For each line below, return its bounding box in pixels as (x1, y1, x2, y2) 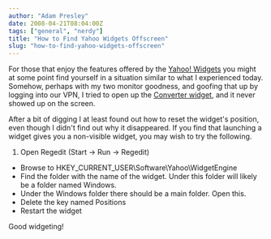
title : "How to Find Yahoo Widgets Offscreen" (8, 34, 169, 43)
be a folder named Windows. (19, 180, 117, 190)
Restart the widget (19, 206, 83, 216)
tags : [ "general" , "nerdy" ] (8, 27, 104, 35)
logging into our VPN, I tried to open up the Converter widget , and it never (8, 90, 256, 100)
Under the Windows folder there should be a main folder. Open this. (19, 189, 247, 198)
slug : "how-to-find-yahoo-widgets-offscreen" (8, 42, 165, 50)
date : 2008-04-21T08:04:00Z (8, 19, 104, 28)
